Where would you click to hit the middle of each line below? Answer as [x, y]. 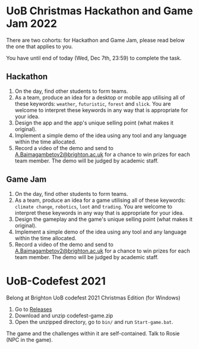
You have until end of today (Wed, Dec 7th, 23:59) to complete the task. [94, 58]
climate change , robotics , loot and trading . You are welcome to [93, 206]
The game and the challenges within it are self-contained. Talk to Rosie [93, 333]
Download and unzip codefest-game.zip [64, 315]
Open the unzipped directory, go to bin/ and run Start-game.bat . [94, 322]
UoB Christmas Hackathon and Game [99, 11]
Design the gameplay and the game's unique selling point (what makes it [104, 219]
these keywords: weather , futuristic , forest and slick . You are [93, 104]
